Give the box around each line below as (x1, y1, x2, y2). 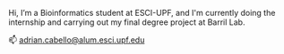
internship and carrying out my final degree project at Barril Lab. (8, 17, 245, 27)
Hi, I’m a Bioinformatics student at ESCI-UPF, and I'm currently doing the (8, 8, 276, 18)
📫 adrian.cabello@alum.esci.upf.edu (8, 35, 145, 45)
